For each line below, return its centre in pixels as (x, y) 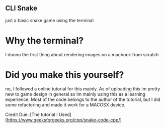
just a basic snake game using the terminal (50, 20)
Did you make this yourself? (65, 75)
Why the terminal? (45, 41)
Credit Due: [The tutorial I (31, 114)
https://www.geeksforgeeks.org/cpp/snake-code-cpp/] (64, 119)
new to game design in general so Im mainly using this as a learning (75, 94)
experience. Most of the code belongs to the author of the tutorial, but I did (83, 99)
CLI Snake (21, 8)
